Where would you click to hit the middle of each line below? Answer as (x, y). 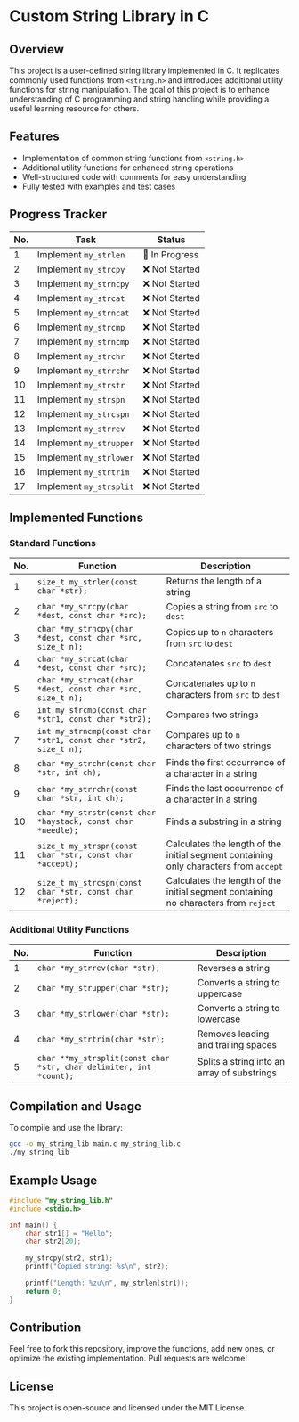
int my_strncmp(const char (94, 731)
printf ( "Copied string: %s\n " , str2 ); (97, 1267)
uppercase (220, 993)
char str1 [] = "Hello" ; (69, 1233)
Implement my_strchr (81, 355)
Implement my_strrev (81, 428)
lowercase (219, 1019)
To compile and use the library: (66, 1128)
